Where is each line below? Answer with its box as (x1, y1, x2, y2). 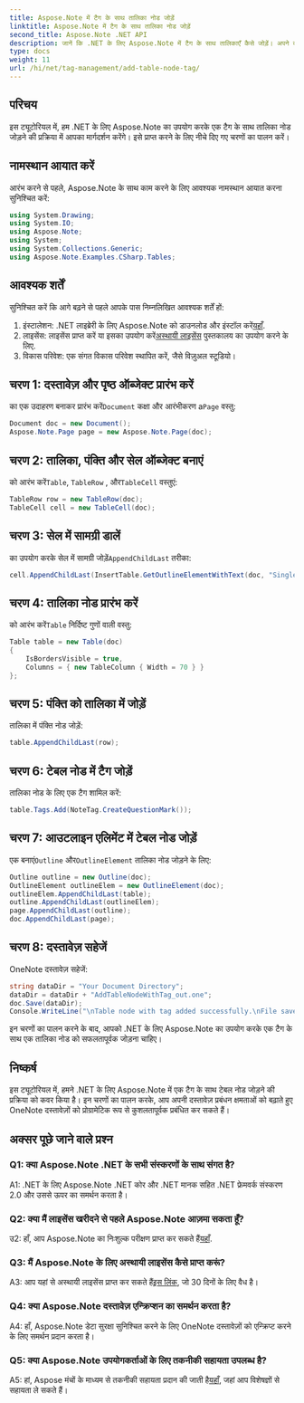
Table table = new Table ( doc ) (9, 637, 124, 647)
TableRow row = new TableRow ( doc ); (9, 494, 144, 503)
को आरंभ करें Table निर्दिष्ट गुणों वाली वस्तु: (9, 619, 133, 630)
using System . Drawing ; (9, 210, 95, 220)
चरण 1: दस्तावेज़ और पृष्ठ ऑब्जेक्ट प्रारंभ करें (9, 377, 195, 392)
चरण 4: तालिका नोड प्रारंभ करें (9, 595, 138, 611)
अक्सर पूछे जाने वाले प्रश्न (9, 1131, 113, 1147)
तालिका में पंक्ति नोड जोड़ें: (9, 721, 83, 731)
